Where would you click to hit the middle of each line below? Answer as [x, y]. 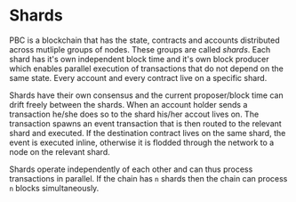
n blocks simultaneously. [54, 188]
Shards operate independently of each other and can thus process [131, 169]
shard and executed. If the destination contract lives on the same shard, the [148, 133]
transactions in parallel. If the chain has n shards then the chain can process [148, 178]
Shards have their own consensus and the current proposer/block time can [146, 95]
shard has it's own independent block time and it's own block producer [139, 59]
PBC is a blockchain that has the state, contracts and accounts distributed [144, 40]
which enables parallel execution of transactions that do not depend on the [147, 69]
